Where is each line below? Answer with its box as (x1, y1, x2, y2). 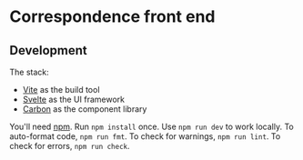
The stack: (9, 66, 50, 77)
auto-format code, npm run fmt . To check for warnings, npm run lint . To (9, 131, 281, 142)
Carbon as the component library (22, 104, 147, 115)
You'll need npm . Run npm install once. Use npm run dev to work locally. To (9, 121, 294, 132)
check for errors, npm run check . (9, 141, 130, 151)
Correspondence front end (9, 6, 216, 27)
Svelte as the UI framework (22, 94, 126, 105)
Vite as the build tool (22, 85, 100, 95)
